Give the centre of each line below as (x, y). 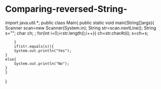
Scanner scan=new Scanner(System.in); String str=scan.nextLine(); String (81, 28)
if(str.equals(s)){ (34, 46)
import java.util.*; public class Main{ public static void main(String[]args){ (80, 23)
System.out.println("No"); (42, 63)
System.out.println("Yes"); (43, 51)
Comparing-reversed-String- (66, 9)
